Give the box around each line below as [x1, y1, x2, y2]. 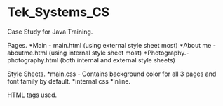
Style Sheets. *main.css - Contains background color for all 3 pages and [7, 69, 217, 78]
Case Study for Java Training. [7, 27, 93, 36]
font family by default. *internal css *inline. [7, 77, 131, 85]
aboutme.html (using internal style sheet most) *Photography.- [7, 48, 189, 57]
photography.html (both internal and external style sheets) [7, 55, 175, 64]
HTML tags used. [7, 91, 58, 99]
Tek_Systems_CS [7, 4, 110, 20]
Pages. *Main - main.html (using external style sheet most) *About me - [7, 41, 216, 49]
